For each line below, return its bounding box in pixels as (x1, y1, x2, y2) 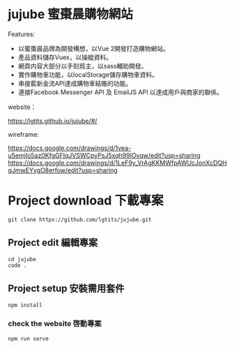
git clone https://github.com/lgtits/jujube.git (8, 216, 152, 223)
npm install (8, 302, 42, 309)
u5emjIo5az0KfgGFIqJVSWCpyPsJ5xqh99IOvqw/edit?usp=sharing (8, 151, 201, 159)
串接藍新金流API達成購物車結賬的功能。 (17, 79, 132, 87)
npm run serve (8, 335, 49, 342)
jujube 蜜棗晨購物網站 (8, 6, 134, 22)
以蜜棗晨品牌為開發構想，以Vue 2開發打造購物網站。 (17, 44, 170, 52)
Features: (8, 29, 36, 38)
